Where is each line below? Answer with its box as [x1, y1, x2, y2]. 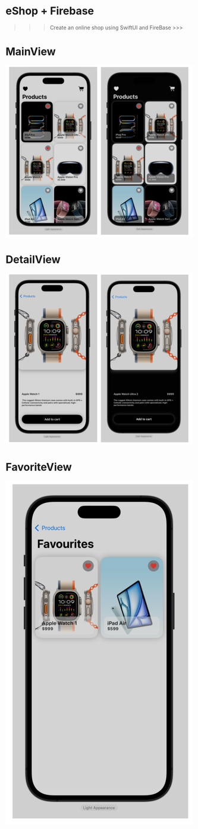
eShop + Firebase [5, 4, 95, 18]
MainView [5, 45, 56, 59]
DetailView [5, 253, 61, 266]
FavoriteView [5, 460, 72, 474]
